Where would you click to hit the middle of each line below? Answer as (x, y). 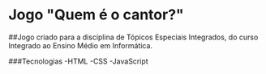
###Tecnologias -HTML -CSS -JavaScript (78, 61)
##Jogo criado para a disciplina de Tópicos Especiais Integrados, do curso (133, 37)
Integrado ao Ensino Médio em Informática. (80, 45)
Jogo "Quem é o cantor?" (96, 15)
